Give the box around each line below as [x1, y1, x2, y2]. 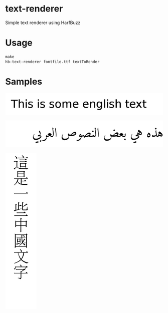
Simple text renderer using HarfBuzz [5, 20, 81, 26]
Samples [5, 76, 43, 88]
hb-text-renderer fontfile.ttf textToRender [5, 59, 100, 64]
